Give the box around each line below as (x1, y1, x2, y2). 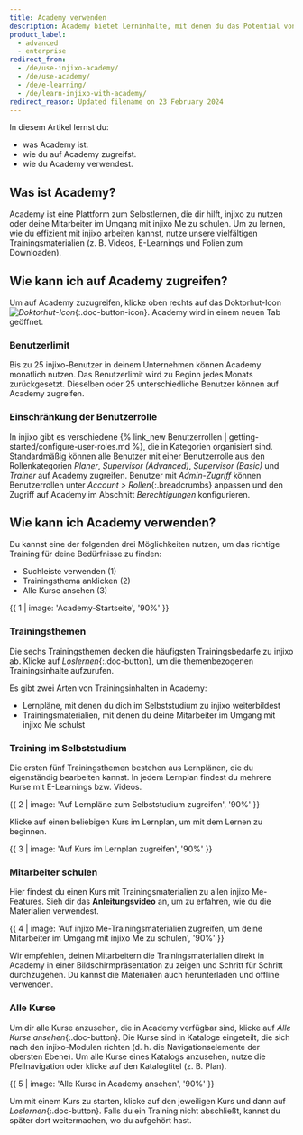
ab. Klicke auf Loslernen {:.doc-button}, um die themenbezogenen (9, 656, 254, 666)
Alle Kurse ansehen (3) (22, 585, 108, 596)
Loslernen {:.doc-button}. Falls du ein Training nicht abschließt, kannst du (9, 1105, 281, 1116)
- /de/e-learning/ (17, 80, 87, 89)
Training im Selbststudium (9, 741, 128, 754)
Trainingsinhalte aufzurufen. (9, 665, 115, 675)
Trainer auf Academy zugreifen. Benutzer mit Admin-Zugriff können (9, 470, 262, 480)
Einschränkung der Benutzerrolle (9, 411, 158, 423)
